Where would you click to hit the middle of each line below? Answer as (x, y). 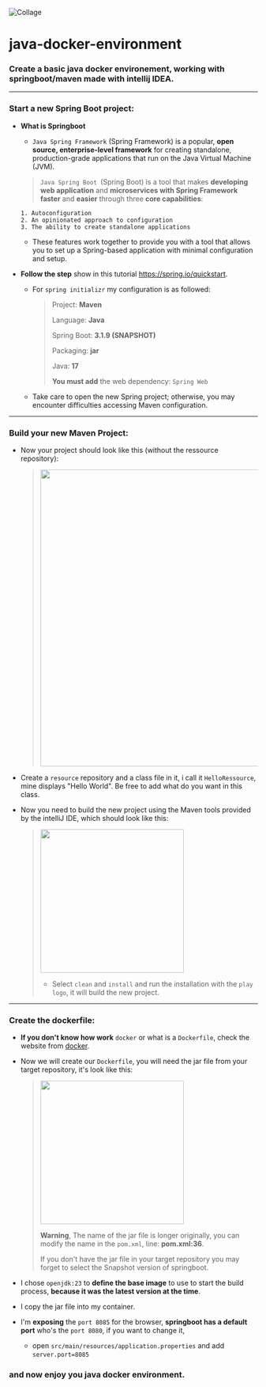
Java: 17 (65, 366)
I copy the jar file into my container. (78, 1307)
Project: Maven (77, 304)
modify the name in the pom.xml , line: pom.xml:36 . (122, 1244)
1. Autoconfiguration (56, 213)
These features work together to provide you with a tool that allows (141, 241)
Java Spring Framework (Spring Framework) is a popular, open (133, 141)
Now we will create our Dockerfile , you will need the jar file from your (134, 1062)
